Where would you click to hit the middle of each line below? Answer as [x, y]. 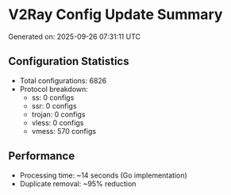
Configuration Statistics [69, 61]
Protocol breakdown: [54, 89]
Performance [42, 156]
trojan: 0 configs [58, 114]
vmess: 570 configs [64, 131]
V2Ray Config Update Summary [115, 15]
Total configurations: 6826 [63, 80]
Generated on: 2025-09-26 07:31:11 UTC [75, 36]
